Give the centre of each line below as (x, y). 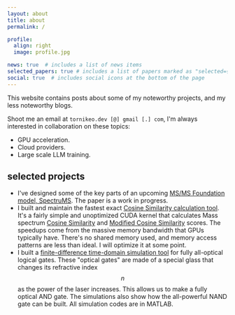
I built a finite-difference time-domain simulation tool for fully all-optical (120, 253)
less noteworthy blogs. (40, 105)
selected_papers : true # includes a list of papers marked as (100, 71)
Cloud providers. (42, 147)
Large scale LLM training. (54, 154)
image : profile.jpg (42, 52)
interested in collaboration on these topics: (69, 126)
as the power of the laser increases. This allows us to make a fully (112, 289)
